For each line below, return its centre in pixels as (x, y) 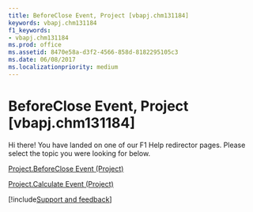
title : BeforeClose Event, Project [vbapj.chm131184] (99, 15)
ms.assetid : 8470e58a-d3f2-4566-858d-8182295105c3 (93, 52)
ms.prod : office (35, 45)
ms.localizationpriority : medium (63, 67)
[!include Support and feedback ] (60, 199)
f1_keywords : (30, 30)
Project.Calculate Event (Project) (61, 184)
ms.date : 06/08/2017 (42, 60)
